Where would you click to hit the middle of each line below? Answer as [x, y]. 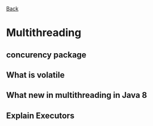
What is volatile [35, 75]
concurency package [46, 55]
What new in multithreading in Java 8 [77, 95]
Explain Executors [40, 116]
